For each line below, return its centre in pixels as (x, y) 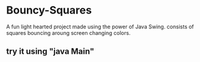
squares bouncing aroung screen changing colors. (68, 32)
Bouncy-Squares (49, 10)
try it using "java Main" (50, 52)
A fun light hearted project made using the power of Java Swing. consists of (100, 27)
